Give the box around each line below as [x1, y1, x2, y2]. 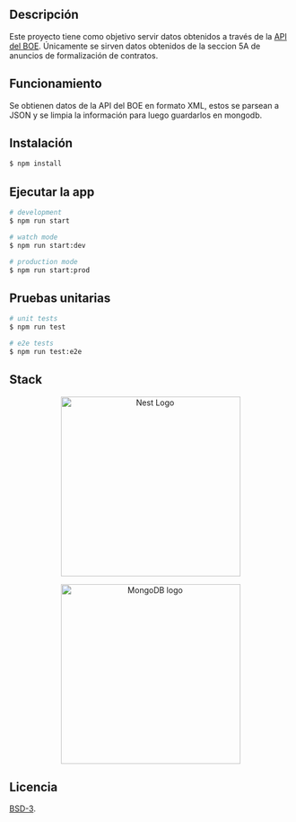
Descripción [9, 7, 79, 22]
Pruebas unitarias [9, 290, 111, 305]
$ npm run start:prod [9, 265, 91, 275]
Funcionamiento [9, 76, 102, 92]
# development [9, 208, 63, 217]
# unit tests [9, 314, 58, 323]
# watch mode [9, 233, 58, 242]
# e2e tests [9, 339, 54, 348]
